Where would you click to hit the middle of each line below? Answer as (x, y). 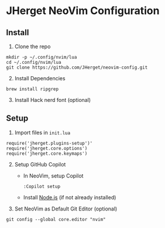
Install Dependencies (40, 78)
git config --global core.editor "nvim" (56, 219)
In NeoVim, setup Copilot (53, 176)
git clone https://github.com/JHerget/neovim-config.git (77, 67)
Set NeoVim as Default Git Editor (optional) (66, 209)
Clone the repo (32, 46)
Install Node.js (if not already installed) (70, 197)
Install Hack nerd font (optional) (53, 100)
